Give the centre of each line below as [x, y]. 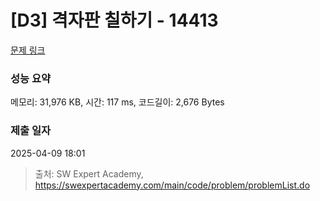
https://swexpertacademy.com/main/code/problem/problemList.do [172, 185]
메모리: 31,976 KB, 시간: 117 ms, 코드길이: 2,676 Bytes [117, 102]
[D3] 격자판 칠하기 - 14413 [114, 20]
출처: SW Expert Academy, [89, 173]
